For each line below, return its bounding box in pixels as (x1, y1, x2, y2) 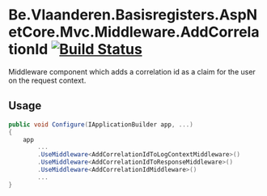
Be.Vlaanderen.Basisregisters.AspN (8, 6, 257, 24)
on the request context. (8, 75, 87, 85)
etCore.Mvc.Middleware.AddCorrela (8, 23, 260, 41)
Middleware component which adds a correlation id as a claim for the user (8, 66, 256, 76)
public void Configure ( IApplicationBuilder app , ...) (8, 120, 194, 129)
